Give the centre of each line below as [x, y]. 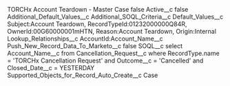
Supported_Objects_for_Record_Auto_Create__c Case [83, 75]
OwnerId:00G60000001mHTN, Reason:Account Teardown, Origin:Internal [112, 31]
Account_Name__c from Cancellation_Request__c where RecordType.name [114, 53]
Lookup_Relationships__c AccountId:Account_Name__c [85, 39]
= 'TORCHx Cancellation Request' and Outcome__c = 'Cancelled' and [105, 61]
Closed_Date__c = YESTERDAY [51, 68]
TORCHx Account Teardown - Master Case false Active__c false [98, 9]
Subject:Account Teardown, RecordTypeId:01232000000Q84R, [97, 24]
